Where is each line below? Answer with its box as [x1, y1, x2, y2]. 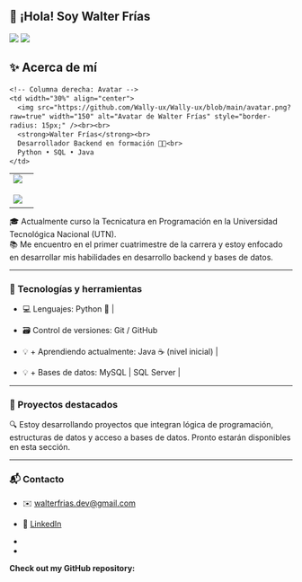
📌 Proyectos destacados [9, 399, 119, 411]
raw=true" [9, 111, 47, 121]
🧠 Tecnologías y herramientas [9, 282, 143, 295]
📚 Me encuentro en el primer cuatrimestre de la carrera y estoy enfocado [9, 239, 283, 250]
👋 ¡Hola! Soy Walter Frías [9, 9, 151, 24]
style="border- [214, 111, 271, 121]
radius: [9, 120, 39, 130]
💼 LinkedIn [22, 518, 62, 529]
